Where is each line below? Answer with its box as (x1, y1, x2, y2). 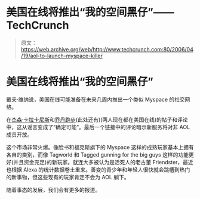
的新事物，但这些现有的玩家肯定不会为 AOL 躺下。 (6, 173, 130, 180)
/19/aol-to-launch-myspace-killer (20, 52, 103, 59)
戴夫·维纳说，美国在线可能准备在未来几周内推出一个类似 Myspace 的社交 (6, 96, 185, 103)
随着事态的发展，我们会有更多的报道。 (6, 186, 100, 193)
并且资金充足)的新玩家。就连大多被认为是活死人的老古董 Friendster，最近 (13, 158, 194, 166)
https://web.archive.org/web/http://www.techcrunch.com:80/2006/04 (20, 45, 194, 53)
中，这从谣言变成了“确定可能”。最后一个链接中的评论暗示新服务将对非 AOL (6, 123, 190, 130)
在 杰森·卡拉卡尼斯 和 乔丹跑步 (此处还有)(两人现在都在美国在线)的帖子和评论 (6, 116, 188, 123)
